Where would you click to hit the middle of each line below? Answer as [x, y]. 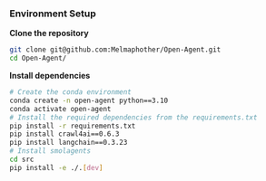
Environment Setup [53, 14]
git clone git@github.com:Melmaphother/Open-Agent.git [115, 50]
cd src [22, 160]
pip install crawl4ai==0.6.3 [64, 134]
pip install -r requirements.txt [73, 126]
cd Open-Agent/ [38, 58]
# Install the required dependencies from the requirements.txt [133, 117]
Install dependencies [50, 76]
